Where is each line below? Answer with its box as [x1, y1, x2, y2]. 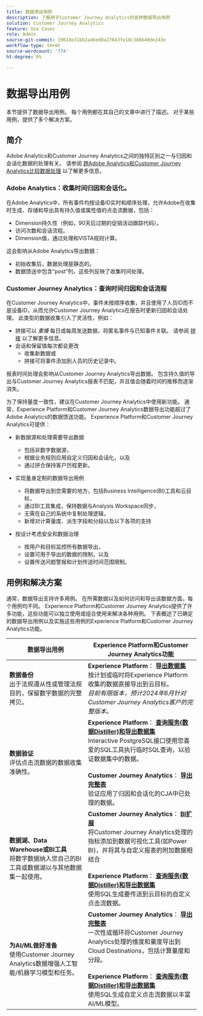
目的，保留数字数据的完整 [9, 688, 83, 697]
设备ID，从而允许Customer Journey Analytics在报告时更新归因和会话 [11, 306, 183, 314]
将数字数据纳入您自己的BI [9, 854, 82, 862]
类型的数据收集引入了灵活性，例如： [23, 314, 114, 321]
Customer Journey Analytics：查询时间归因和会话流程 [6, 284, 167, 293]
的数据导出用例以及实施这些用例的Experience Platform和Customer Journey [6, 617, 193, 624]
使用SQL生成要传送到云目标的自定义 [88, 890, 191, 898]
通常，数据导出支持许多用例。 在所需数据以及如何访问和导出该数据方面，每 [6, 595, 193, 602]
